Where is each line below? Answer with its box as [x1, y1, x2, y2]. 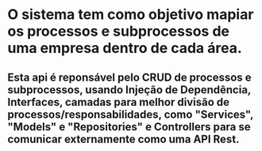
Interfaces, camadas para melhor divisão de [7, 95, 229, 108]
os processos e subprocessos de [7, 22, 229, 40]
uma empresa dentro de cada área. [7, 40, 243, 57]
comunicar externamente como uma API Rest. [7, 132, 240, 145]
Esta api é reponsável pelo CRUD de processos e [7, 70, 252, 84]
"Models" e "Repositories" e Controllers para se [7, 120, 251, 134]
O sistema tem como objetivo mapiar [7, 6, 254, 24]
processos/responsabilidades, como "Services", [7, 108, 254, 121]
